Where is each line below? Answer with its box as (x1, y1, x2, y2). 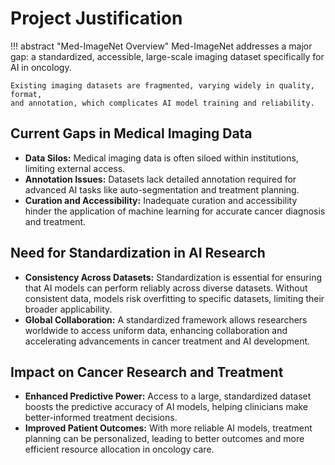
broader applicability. (24, 303, 113, 315)
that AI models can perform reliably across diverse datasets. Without (24, 282, 308, 294)
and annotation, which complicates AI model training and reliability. (10, 98, 315, 108)
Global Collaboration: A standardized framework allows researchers (24, 313, 308, 326)
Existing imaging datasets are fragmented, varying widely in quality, (10, 80, 315, 91)
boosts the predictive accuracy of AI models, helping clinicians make (24, 401, 309, 413)
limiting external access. (24, 162, 126, 174)
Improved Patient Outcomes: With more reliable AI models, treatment (24, 422, 313, 434)
